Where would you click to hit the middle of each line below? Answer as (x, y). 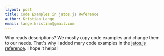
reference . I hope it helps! (32, 48)
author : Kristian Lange (30, 19)
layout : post (19, 10)
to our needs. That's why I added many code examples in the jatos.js (76, 43)
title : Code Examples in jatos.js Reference (52, 14)
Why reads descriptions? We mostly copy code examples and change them (82, 38)
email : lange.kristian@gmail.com (40, 24)
